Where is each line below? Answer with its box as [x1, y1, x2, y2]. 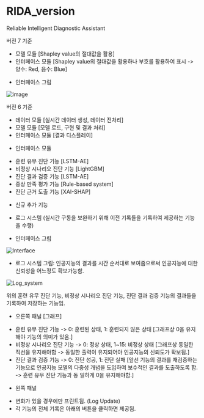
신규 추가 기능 [15, 200, 48, 208]
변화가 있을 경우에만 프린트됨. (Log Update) [15, 397, 121, 405]
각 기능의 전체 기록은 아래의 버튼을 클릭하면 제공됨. [15, 405, 136, 412]
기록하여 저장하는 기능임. [6, 299, 65, 307]
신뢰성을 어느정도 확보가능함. [15, 267, 84, 274]
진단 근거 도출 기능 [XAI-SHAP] [15, 188, 91, 195]
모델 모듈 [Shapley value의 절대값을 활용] [15, 50, 115, 57]
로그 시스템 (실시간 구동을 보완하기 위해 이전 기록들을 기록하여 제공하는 [15, 214, 184, 221]
